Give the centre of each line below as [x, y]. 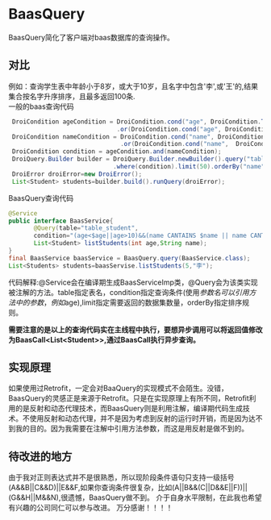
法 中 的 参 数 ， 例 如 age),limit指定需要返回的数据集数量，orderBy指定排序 [125, 302]
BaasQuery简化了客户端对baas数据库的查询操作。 [92, 37]
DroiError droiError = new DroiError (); [77, 174]
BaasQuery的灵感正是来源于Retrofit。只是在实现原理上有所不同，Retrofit [129, 398]
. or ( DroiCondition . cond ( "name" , [174, 144]
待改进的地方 [40, 456]
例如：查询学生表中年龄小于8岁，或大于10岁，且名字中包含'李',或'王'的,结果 [133, 86]
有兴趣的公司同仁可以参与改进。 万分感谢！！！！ [91, 508]
